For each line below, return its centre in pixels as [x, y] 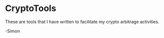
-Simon [13, 31]
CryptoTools [31, 8]
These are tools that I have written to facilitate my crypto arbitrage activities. [82, 22]
